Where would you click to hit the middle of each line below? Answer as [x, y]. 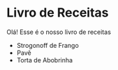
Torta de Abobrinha [45, 60]
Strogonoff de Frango [48, 45]
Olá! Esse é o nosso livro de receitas [59, 32]
